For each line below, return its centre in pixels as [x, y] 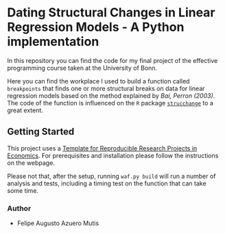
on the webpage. [31, 163]
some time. [23, 190]
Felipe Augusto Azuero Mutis [58, 223]
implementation [53, 42]
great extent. [25, 110]
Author [19, 208]
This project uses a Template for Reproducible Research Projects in [102, 148]
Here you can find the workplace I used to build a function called [98, 81]
